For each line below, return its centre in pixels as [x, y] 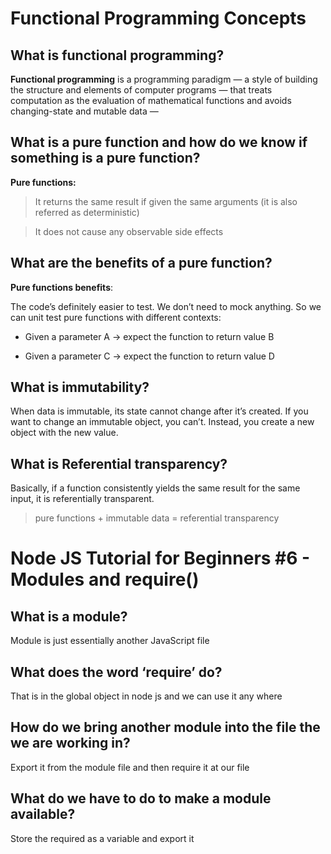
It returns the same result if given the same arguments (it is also [166, 201]
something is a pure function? [105, 158]
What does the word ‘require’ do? [116, 672]
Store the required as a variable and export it [102, 838]
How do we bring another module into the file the [165, 727]
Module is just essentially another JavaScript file [110, 641]
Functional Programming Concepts [158, 18]
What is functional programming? [117, 55]
